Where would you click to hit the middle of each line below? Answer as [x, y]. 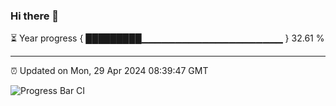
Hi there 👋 [35, 16]
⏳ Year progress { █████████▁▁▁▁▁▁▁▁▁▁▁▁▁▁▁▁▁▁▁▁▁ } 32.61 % [167, 38]
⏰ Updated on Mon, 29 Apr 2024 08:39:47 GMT [109, 71]
